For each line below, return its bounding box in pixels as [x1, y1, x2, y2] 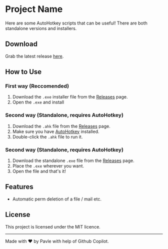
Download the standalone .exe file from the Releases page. [12, 157, 134, 163]
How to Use [5, 67, 42, 76]
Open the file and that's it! [12, 168, 66, 174]
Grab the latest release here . [5, 53, 64, 59]
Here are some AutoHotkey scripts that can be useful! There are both [5, 20, 147, 26]
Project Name [5, 3, 63, 15]
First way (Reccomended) [5, 82, 69, 89]
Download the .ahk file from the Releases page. [12, 123, 111, 129]
